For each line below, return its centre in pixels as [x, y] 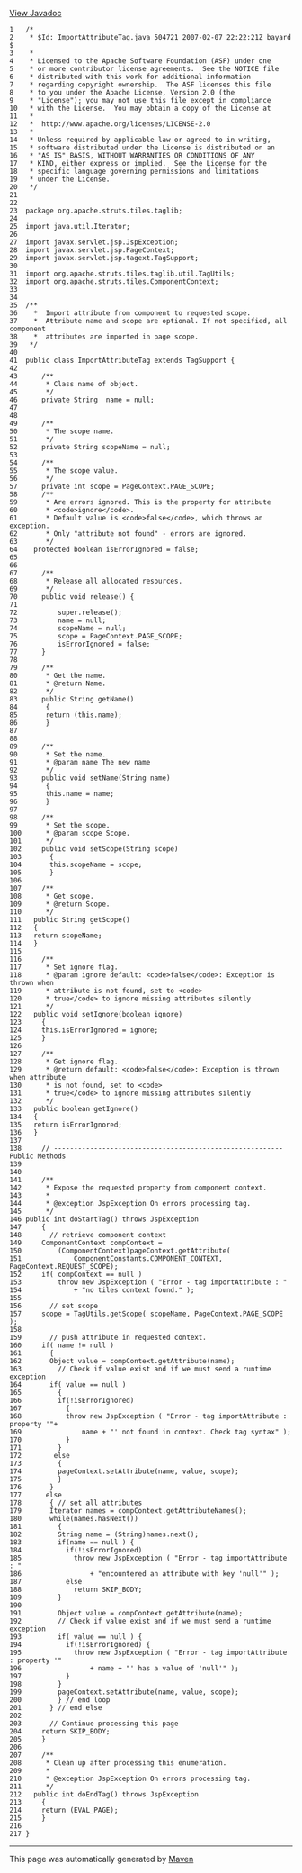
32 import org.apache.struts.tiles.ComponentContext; [114, 282]
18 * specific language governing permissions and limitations [134, 171]
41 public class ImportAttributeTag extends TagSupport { [122, 360]
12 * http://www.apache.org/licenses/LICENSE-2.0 [110, 124]
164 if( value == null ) [68, 1385]
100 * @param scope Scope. [70, 833]
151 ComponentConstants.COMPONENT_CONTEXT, [116, 1259]
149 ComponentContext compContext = [86, 1243]
